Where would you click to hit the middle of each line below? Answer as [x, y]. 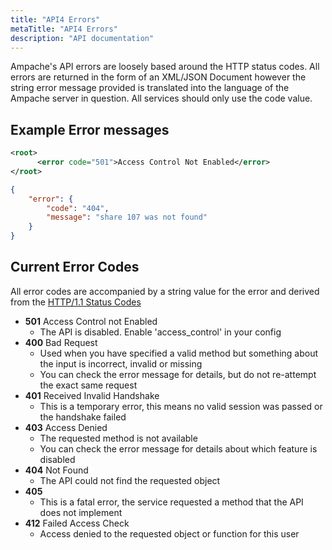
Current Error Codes [75, 267]
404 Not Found [56, 470]
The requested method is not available [118, 438]
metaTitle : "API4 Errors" [64, 29]
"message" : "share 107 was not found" [127, 217]
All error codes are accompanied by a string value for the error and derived [165, 291]
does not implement [81, 512]
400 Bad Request [61, 342]
